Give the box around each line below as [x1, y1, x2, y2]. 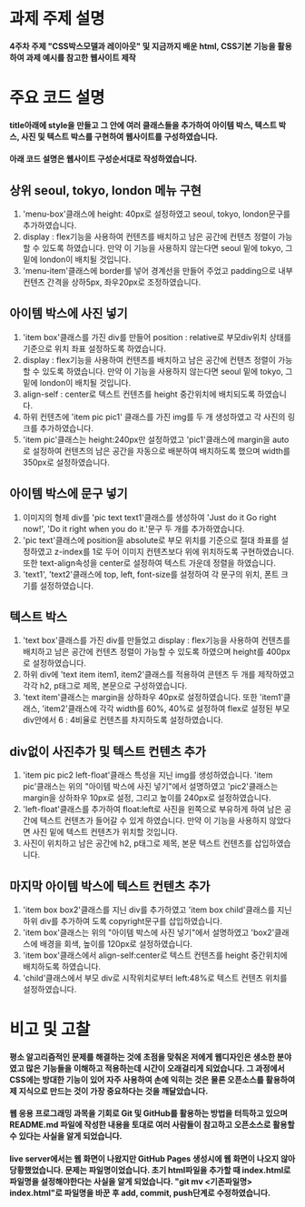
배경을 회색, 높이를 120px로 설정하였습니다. [39, 939, 193, 950]
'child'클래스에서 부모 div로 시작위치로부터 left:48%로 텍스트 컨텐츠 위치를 [22, 972, 288, 983]
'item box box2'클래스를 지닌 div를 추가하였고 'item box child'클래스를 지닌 [22, 904, 292, 915]
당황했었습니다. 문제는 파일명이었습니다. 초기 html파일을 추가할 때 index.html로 [9, 1165, 291, 1175]
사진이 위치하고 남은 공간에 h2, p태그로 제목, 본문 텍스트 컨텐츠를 [22, 838, 252, 849]
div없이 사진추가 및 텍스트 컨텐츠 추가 [9, 743, 207, 759]
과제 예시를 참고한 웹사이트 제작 [25, 52, 136, 63]
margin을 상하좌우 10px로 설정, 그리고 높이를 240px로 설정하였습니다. [22, 792, 271, 803]
